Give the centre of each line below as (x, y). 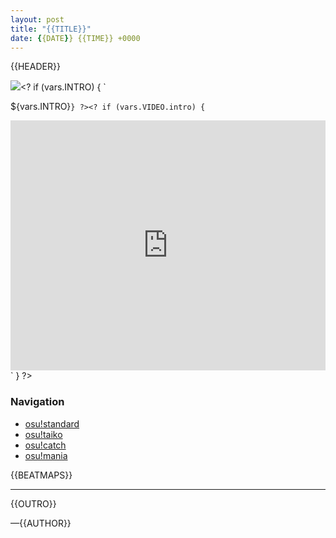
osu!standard (52, 423)
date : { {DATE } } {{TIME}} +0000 (75, 38)
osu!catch (45, 445)
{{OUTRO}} (33, 503)
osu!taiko (43, 434)
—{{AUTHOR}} (41, 523)
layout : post (37, 19)
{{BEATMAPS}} (41, 475)
